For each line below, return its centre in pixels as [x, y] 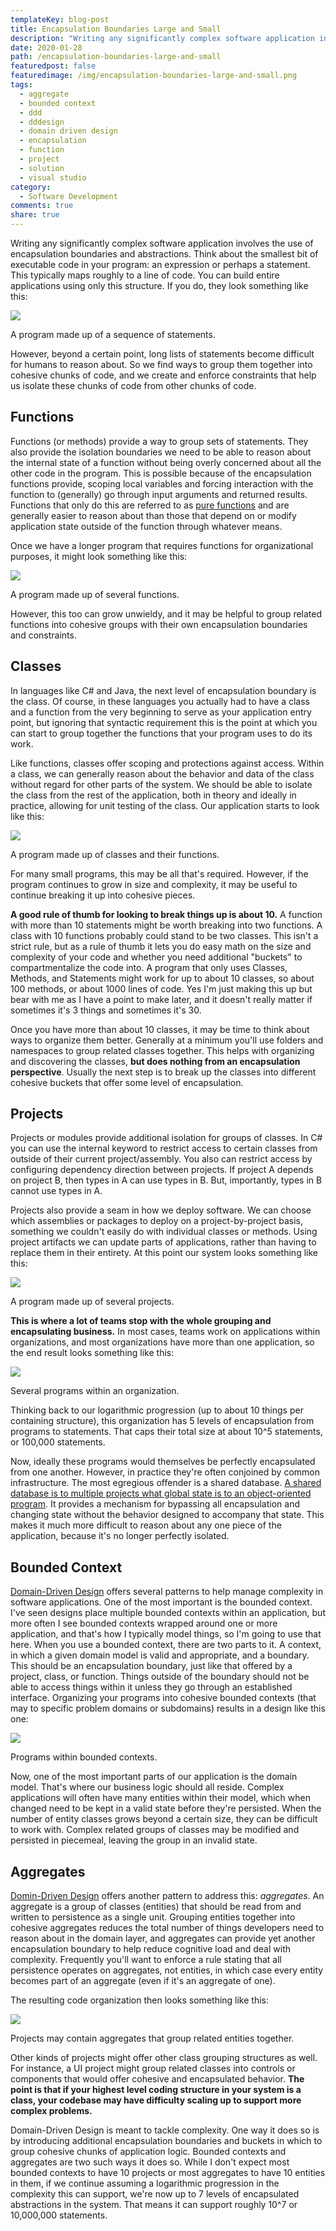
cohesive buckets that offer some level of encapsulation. [127, 1082]
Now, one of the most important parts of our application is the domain [154, 1777]
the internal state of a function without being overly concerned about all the [166, 462]
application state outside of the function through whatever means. [146, 526]
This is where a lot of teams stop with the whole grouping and [141, 1321]
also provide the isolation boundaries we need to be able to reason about [161, 452]
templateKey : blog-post [60, 19]
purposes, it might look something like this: [99, 556]
